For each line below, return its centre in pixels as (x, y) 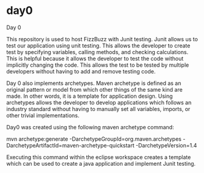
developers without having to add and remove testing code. (81, 71)
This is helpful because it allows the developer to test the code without (95, 58)
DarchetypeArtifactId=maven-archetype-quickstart (71, 145)
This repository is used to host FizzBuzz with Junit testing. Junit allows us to (102, 39)
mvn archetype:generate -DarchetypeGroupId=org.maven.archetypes (94, 139)
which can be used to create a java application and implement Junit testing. (101, 163)
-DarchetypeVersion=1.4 (166, 145)
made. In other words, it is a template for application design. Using (90, 96)
